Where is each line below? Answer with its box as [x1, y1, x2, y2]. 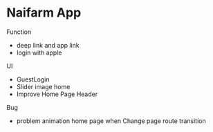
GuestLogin [16, 75, 50, 84]
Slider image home [16, 82, 71, 91]
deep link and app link [16, 41, 80, 49]
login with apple [16, 48, 62, 57]
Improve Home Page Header [16, 90, 98, 98]
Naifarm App [6, 5, 82, 21]
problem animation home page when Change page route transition [16, 116, 206, 125]
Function [6, 28, 32, 36]
